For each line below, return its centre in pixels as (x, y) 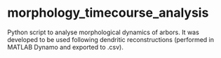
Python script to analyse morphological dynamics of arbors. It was (103, 32)
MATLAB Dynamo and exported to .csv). (66, 47)
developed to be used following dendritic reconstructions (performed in (110, 39)
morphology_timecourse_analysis (108, 13)
